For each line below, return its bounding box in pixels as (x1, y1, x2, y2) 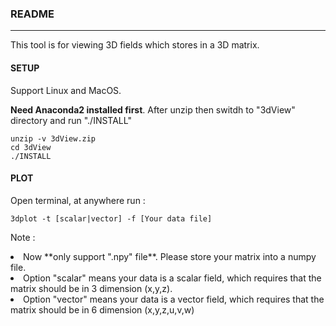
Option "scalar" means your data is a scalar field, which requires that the (23, 272, 322, 284)
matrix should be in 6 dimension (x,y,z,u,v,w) (10, 303, 195, 316)
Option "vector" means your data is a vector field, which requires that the (23, 293, 325, 305)
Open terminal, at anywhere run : (10, 194, 146, 206)
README (10, 7, 55, 21)
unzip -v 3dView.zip (10, 133, 97, 144)
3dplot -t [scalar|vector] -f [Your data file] (10, 213, 213, 224)
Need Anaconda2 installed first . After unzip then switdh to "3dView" (10, 103, 296, 116)
